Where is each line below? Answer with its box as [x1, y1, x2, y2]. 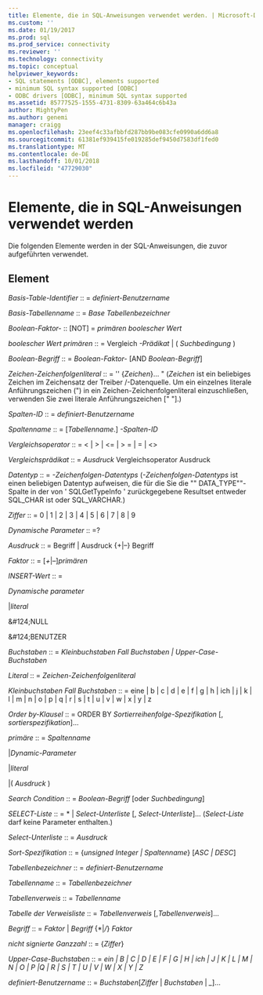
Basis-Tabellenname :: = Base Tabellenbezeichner [8, 308, 171, 318]
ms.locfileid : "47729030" [8, 165, 92, 173]
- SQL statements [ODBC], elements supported [8, 77, 159, 85]
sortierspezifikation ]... [8, 717, 80, 727]
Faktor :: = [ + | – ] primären [8, 556, 88, 565]
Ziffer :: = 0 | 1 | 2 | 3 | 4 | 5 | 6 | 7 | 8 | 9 [8, 510, 135, 519]
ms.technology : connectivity [8, 56, 103, 64]
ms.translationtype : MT [8, 143, 86, 151]
